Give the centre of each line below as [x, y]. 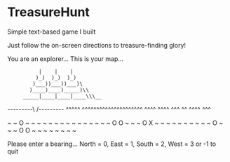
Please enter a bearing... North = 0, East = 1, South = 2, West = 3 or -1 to [111, 144]
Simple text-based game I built [52, 32]
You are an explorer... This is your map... [66, 59]
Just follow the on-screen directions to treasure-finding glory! [97, 45]
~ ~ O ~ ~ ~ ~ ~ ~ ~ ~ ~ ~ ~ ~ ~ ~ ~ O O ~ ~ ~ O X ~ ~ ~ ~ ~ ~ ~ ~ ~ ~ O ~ [115, 123]
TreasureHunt [48, 12]
